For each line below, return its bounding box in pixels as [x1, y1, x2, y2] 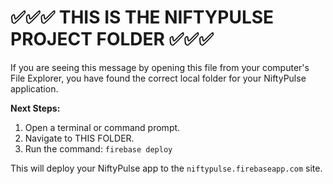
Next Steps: [10, 102, 61, 114]
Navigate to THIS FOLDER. [24, 132, 135, 144]
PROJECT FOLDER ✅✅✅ [10, 28, 214, 51]
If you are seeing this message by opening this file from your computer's [10, 61, 310, 73]
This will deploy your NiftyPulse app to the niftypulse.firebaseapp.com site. [10, 162, 323, 174]
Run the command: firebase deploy [24, 142, 173, 155]
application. [10, 82, 59, 95]
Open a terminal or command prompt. [24, 121, 181, 133]
